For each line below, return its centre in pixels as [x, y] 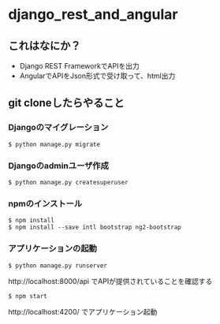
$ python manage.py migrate [54, 144]
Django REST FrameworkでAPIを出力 [79, 66]
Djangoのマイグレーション [58, 128]
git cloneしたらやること [66, 103]
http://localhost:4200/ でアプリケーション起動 [83, 311]
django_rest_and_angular [93, 15]
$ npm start [28, 296]
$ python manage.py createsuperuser [68, 182]
